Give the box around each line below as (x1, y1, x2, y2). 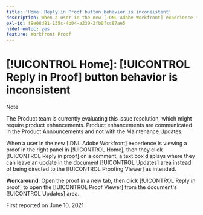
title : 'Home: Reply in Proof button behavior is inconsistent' (6, 8, 172, 15)
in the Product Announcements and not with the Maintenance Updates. (6, 128, 183, 135)
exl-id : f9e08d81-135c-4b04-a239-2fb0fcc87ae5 (6, 20, 126, 26)
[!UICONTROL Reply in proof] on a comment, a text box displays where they (6, 153, 195, 160)
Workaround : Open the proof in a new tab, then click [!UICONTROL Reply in (6, 177, 196, 185)
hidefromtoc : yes (6, 25, 50, 32)
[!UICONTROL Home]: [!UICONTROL (6, 58, 190, 71)
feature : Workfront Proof (6, 31, 71, 38)
